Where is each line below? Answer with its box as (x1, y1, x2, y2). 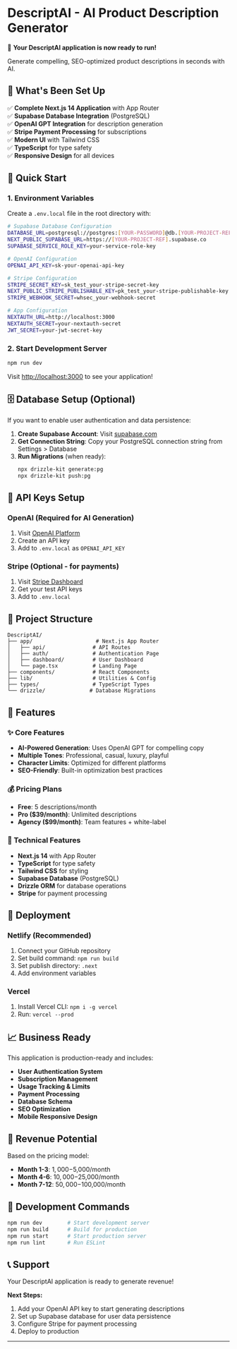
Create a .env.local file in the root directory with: (7, 210, 152, 218)
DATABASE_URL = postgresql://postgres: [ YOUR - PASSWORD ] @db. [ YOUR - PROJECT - (7, 229, 222, 237)
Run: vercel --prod (17, 1010, 74, 1019)
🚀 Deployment (7, 909, 71, 921)
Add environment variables (17, 969, 97, 978)
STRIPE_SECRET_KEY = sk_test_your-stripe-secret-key (7, 281, 159, 289)
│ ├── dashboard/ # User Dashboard (7, 656, 143, 664)
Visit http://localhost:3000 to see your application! (7, 372, 153, 380)
